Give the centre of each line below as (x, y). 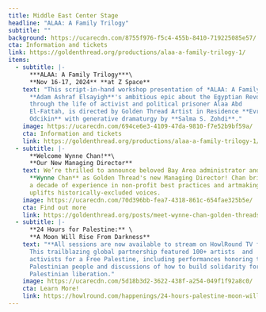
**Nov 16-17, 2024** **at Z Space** (89, 82)
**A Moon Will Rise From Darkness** (89, 237)
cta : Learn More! (51, 289)
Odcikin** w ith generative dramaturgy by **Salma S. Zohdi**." (136, 119)
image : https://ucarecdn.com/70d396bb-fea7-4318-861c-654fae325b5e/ (138, 200)
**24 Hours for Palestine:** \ (81, 230)
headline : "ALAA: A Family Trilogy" (68, 23)
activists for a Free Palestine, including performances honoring (141, 259)
